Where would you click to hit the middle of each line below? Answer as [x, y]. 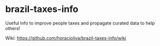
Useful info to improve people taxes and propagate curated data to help [80, 23]
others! [13, 28]
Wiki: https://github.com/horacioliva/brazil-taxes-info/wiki [66, 38]
